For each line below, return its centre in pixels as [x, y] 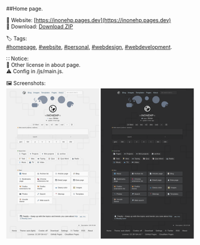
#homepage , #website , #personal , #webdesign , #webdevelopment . [89, 47]
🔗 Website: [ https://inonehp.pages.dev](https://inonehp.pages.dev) [89, 20]
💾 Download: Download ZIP [40, 27]
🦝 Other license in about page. [43, 65]
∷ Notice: [17, 58]
